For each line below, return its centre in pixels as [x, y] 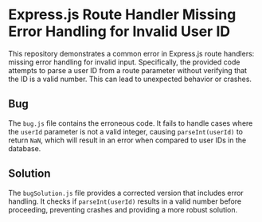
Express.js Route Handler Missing [122, 15]
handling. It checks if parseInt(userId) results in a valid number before [125, 201]
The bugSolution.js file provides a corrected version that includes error [126, 193]
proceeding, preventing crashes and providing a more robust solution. [123, 209]
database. [25, 148]
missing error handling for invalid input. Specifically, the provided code [124, 62]
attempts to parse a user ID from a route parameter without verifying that [128, 70]
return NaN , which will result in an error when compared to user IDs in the [127, 140]
